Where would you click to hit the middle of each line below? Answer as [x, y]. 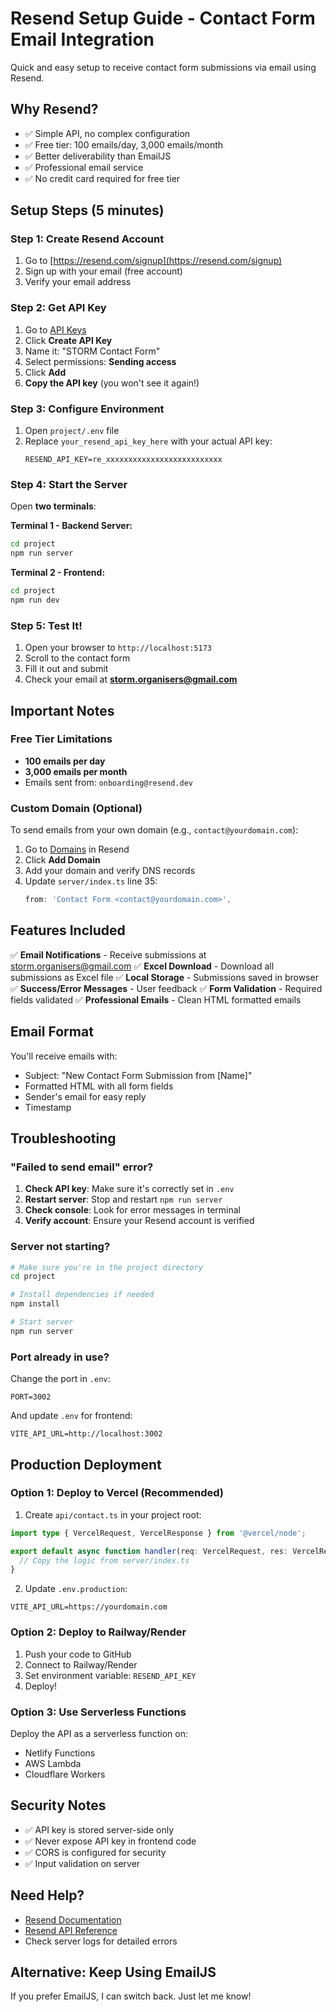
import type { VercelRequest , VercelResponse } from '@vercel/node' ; [158, 1533]
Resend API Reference [71, 1930]
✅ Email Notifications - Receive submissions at [108, 954]
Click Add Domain [62, 860]
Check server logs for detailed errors [101, 1941]
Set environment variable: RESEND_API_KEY [110, 1675]
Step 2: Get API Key [58, 308]
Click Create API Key [68, 340]
